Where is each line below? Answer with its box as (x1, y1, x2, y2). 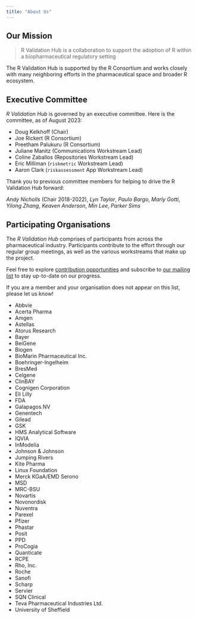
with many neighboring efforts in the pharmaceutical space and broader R (6, 71, 187, 78)
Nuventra (14, 505, 38, 512)
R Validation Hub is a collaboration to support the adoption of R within (20, 47, 192, 54)
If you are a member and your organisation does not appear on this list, (6, 284, 180, 291)
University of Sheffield (14, 606, 70, 614)
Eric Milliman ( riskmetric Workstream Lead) (14, 160, 123, 167)
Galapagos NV (14, 404, 51, 411)
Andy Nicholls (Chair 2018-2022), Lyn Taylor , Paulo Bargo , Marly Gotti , (6, 196, 180, 203)
